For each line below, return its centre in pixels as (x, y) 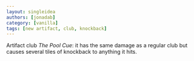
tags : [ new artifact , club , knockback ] (57, 28)
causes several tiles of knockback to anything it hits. (72, 52)
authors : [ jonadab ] (31, 17)
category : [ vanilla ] (32, 23)
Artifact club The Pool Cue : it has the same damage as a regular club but (97, 45)
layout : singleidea (31, 12)
